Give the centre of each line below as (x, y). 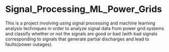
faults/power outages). (29, 44)
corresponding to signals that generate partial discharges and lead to (77, 39)
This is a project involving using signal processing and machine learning (80, 23)
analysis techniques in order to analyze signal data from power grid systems (85, 28)
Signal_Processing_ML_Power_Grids (84, 9)
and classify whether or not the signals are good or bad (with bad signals (81, 33)
